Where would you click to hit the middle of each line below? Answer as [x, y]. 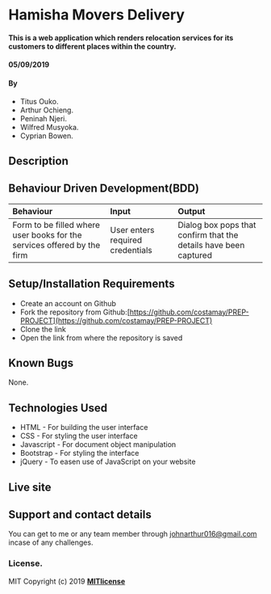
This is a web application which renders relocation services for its [121, 37]
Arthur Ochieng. [47, 110]
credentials [131, 250]
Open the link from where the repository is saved [101, 338]
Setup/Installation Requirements [92, 284]
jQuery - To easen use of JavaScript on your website [108, 461]
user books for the [47, 234]
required [126, 240]
